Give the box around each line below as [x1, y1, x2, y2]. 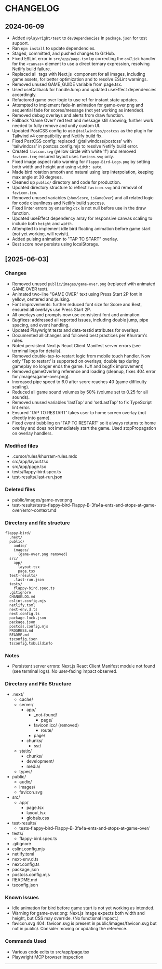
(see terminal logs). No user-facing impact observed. [12, 668, 118, 674]
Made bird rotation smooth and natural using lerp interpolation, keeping [12, 169, 154, 175]
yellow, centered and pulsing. [12, 296, 71, 302]
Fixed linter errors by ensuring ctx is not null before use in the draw [12, 205, 146, 211]
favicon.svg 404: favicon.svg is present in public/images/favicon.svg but [12, 921, 157, 926]
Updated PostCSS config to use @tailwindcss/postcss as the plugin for [12, 128, 153, 133]
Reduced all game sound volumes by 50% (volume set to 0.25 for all [12, 389, 148, 395]
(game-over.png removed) [17, 551, 68, 557]
